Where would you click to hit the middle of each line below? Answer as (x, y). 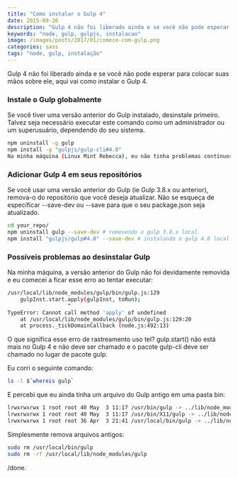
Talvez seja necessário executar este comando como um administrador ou (116, 123)
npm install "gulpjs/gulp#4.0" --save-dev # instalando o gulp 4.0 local (119, 238)
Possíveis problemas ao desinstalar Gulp (79, 257)
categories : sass (33, 47)
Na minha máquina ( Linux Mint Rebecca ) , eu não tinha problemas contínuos (120, 156)
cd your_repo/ (28, 226)
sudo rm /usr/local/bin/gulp (50, 448)
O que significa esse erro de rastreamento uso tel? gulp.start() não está (112, 339)
